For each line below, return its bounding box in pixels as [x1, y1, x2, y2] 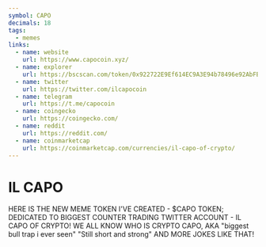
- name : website [15, 48, 69, 56]
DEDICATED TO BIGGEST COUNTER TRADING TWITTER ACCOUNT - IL [8, 213, 241, 222]
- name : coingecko [15, 108, 77, 116]
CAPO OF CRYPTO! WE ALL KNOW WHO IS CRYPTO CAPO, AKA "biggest [8, 221, 249, 230]
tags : [8, 26, 26, 34]
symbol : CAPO [8, 11, 51, 20]
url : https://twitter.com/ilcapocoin [22, 85, 147, 93]
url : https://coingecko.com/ [22, 115, 119, 123]
